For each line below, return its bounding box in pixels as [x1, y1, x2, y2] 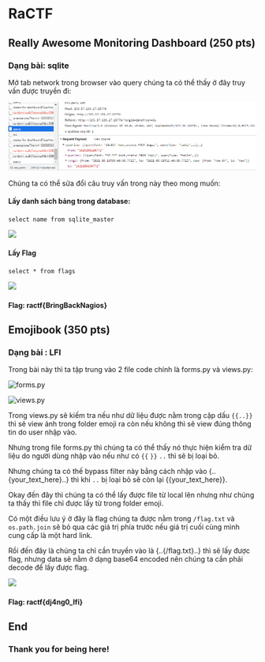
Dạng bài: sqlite [8, 60, 69, 71]
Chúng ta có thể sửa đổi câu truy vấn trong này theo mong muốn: [8, 179, 221, 188]
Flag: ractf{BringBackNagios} [8, 300, 108, 310]
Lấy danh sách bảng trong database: [8, 197, 131, 206]
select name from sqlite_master [8, 215, 114, 224]
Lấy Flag [8, 248, 37, 258]
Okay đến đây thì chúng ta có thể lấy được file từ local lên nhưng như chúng [8, 491, 255, 500]
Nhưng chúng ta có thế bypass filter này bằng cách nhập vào [8, 467, 207, 476]
